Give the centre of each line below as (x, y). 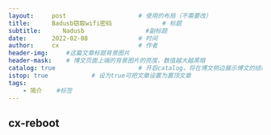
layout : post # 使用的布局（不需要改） (110, 16)
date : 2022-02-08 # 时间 (83, 38)
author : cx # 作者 (83, 46)
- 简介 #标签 (48, 90)
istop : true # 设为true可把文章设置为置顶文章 (100, 76)
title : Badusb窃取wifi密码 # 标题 (95, 23)
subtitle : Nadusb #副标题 (88, 31)
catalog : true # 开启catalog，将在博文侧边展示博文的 (132, 68)
